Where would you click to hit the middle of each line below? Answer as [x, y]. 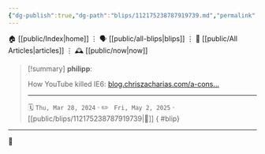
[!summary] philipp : [60, 69]
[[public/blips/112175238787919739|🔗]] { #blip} [103, 118]
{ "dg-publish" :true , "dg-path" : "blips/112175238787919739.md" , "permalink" [132, 15]
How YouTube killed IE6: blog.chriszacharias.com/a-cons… [123, 84]
